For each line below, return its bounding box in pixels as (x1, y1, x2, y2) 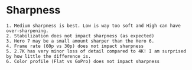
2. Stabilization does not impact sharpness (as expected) (6, 33, 155, 38)
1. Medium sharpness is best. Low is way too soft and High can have (6, 23, 181, 29)
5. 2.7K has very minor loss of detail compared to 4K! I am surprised (6, 48, 186, 54)
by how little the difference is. (6, 53, 92, 59)
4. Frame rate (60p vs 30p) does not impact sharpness (6, 43, 144, 49)
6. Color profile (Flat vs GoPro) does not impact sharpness (6, 58, 160, 64)
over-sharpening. (6, 27, 49, 34)
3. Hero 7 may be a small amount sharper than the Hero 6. (6, 38, 155, 44)
